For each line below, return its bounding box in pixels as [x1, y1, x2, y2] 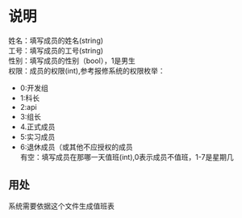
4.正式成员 [19, 122, 56, 132]
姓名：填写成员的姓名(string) [8, 36, 103, 45]
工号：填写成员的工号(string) [8, 45, 103, 55]
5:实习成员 [19, 132, 56, 141]
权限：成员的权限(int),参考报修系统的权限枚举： [8, 65, 165, 75]
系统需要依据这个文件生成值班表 [8, 201, 115, 211]
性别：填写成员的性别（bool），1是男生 [8, 56, 136, 65]
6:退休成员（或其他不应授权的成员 [19, 142, 133, 152]
